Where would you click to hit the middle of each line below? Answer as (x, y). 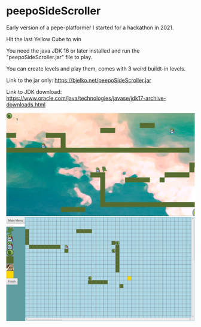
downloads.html (26, 104)
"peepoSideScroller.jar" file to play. (49, 57)
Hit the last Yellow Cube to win (44, 39)
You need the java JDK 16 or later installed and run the (73, 51)
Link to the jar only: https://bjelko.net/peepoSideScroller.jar (79, 80)
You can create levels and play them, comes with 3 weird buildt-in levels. (96, 68)
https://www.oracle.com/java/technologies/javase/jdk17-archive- (86, 98)
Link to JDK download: (34, 91)
